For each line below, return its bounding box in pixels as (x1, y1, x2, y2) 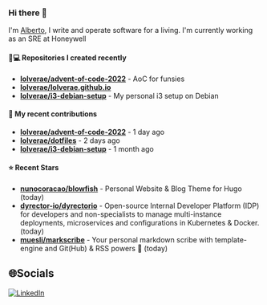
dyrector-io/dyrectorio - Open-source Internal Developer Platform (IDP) (19, 201, 260, 210)
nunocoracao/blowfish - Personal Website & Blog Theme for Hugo (19, 184, 242, 193)
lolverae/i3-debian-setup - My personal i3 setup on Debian (19, 91, 219, 100)
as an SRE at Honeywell (8, 34, 87, 43)
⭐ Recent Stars (8, 163, 59, 173)
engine (19, 243, 43, 253)
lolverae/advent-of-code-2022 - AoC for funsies (19, 74, 185, 83)
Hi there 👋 (8, 7, 48, 18)
